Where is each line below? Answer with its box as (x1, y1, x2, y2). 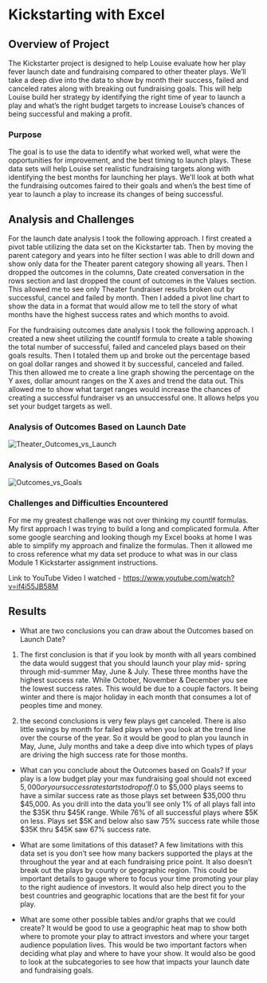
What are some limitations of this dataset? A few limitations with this (19, 840, 244, 849)
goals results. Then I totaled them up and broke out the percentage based (8, 351, 251, 360)
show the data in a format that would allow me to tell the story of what (8, 301, 238, 311)
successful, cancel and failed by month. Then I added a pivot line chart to (8, 293, 249, 303)
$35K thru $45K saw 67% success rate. (19, 824, 151, 834)
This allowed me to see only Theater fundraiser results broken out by (8, 284, 235, 294)
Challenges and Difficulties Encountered (8, 497, 169, 508)
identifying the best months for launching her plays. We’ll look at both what (8, 173, 254, 182)
